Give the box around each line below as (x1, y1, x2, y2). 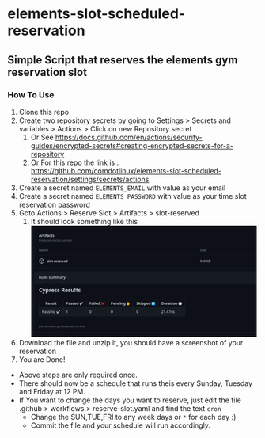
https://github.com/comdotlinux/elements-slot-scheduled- (30, 166, 222, 175)
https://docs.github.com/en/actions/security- (55, 132, 203, 142)
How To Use (7, 89, 55, 100)
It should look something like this (30, 216, 138, 226)
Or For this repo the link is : (30, 158, 119, 167)
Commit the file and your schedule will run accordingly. (30, 421, 211, 430)
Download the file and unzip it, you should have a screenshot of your (18, 338, 244, 348)
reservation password (18, 200, 90, 209)
